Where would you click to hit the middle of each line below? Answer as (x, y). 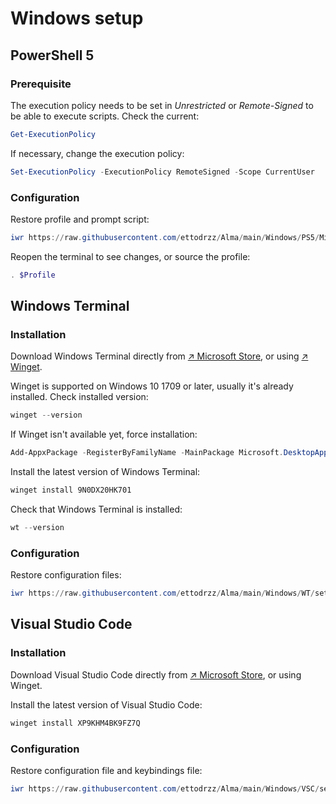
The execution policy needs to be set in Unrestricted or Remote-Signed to (162, 105)
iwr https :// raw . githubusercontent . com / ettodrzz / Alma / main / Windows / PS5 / (165, 237)
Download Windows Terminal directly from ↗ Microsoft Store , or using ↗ (159, 356)
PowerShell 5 (52, 55)
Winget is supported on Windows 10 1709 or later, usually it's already (152, 386)
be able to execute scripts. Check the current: (105, 116)
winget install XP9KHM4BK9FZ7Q (75, 723)
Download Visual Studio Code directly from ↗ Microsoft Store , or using (156, 674)
